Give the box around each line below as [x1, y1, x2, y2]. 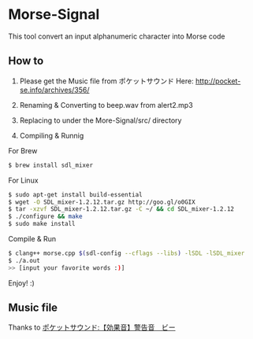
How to [8, 54, 44, 68]
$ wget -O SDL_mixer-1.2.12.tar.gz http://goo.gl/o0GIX [8, 198, 195, 206]
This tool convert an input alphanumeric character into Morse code [8, 31, 226, 41]
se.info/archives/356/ [19, 85, 90, 94]
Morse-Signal [8, 6, 100, 24]
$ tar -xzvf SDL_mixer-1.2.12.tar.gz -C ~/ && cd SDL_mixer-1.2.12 [8, 205, 235, 213]
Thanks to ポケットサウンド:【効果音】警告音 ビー [8, 322, 176, 332]
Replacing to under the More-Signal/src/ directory [19, 116, 182, 125]
